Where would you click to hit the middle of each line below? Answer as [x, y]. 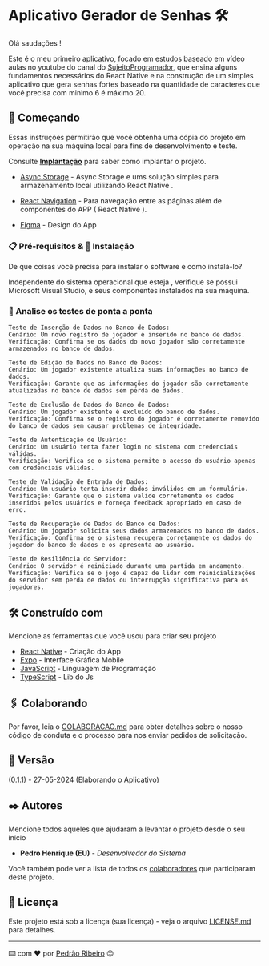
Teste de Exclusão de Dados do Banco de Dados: [89, 405]
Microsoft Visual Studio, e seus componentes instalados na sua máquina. [129, 291]
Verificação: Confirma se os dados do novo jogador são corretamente [127, 342]
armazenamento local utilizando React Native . [96, 185]
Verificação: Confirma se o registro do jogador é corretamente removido [134, 419]
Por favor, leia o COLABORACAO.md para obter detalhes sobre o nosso [125, 727]
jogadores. [26, 587]
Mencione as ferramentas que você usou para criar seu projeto [112, 636]
